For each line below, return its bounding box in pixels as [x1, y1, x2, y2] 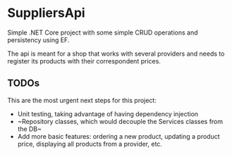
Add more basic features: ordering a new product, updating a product [17, 132, 220, 140]
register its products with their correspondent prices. [7, 56, 161, 65]
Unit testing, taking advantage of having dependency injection [17, 109, 199, 118]
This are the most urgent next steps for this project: [7, 96, 157, 104]
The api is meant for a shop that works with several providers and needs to [7, 49, 225, 58]
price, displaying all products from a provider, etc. [17, 139, 162, 148]
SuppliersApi [7, 5, 86, 21]
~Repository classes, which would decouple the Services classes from [17, 117, 224, 125]
